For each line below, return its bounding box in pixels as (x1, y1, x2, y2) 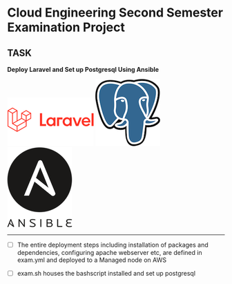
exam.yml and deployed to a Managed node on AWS (17, 256, 167, 264)
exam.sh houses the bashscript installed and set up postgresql (17, 269, 195, 278)
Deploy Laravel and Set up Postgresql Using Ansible (7, 66, 159, 73)
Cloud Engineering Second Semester (7, 5, 223, 21)
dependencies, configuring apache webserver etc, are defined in (17, 249, 202, 257)
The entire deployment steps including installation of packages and (17, 240, 209, 249)
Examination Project (7, 19, 126, 35)
